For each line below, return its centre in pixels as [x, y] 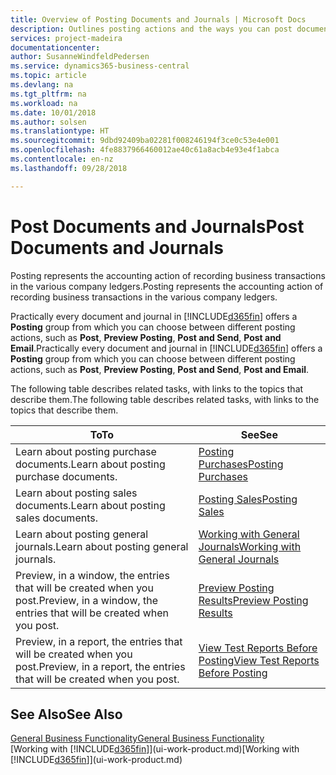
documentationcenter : [55, 47]
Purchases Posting [241, 464]
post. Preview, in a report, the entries [100, 666]
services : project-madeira [66, 38]
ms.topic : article [48, 76]
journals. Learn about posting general [102, 546]
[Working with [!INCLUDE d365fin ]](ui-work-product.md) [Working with [155, 749]
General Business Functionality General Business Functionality [137, 738]
